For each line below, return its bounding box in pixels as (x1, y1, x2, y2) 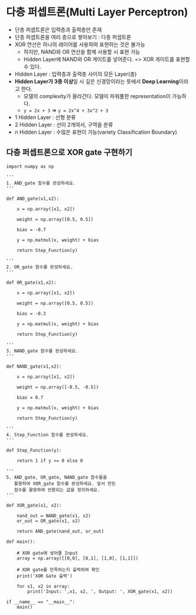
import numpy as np (6, 163, 54, 169)
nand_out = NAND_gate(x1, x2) (17, 513, 92, 519)
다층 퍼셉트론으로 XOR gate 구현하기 (6, 147, 133, 157)
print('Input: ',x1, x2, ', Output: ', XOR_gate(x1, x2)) (27, 588, 173, 594)
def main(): (6, 539, 35, 545)
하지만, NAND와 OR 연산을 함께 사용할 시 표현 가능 (23, 48, 141, 55)
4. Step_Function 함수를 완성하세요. (6, 432, 89, 438)
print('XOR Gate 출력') (17, 573, 73, 579)
